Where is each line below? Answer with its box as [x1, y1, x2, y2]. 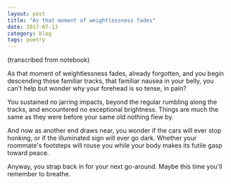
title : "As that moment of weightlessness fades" [7, 17, 156, 24]
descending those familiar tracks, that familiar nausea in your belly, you [7, 77, 214, 85]
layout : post [7, 10, 46, 18]
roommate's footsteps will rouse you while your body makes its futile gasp [7, 141, 223, 150]
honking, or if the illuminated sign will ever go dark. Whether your [7, 134, 197, 143]
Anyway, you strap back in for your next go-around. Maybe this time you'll [7, 162, 223, 171]
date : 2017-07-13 [7, 23, 58, 30]
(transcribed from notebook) [7, 55, 90, 64]
